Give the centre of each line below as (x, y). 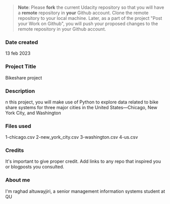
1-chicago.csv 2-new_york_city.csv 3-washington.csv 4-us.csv (72, 137)
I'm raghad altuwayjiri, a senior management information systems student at (85, 191)
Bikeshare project (24, 78)
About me (18, 180)
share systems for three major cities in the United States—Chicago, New (81, 107)
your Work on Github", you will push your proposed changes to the (88, 23)
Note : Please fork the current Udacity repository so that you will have (91, 7)
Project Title (21, 67)
